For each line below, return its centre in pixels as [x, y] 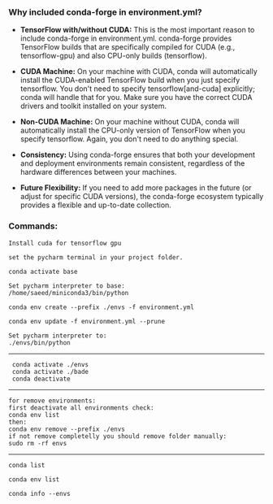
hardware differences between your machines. [98, 172]
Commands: [33, 226]
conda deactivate [41, 379]
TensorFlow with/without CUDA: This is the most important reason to [137, 30]
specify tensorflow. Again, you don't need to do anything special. [129, 139]
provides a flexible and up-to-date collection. [96, 205]
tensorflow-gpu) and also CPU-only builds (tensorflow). [113, 56]
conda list [27, 465]
